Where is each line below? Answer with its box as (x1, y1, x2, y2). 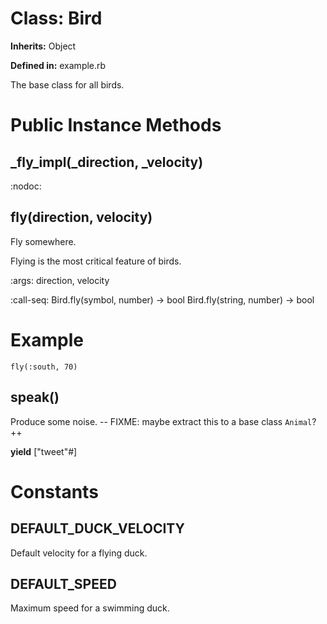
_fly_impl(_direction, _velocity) (10, 153, 204, 171)
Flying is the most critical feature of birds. (10, 255, 182, 267)
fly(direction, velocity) (10, 209, 153, 226)
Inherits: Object (10, 40, 77, 52)
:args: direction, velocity (10, 274, 110, 286)
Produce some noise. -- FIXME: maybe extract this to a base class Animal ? (10, 415, 317, 427)
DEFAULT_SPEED (10, 575, 117, 592)
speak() (10, 389, 60, 406)
